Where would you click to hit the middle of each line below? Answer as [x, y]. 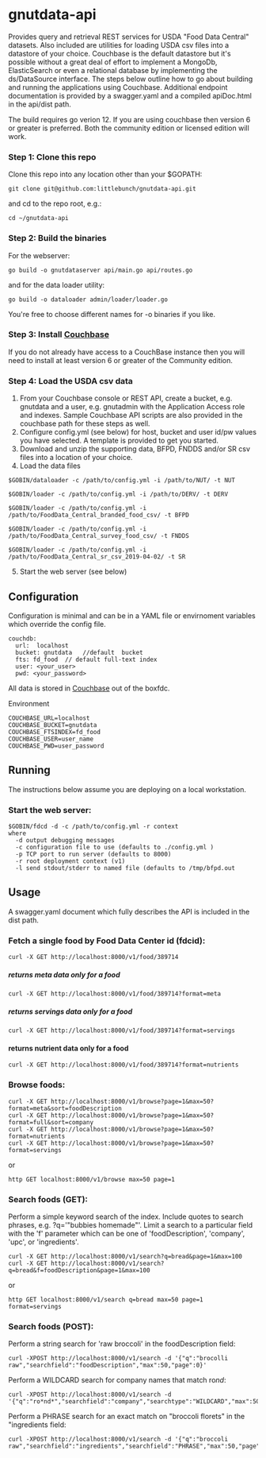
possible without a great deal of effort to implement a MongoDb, [113, 62]
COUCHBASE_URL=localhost [49, 718]
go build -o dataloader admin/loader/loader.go [88, 300]
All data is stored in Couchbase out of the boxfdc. [89, 688]
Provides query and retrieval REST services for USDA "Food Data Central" [129, 37]
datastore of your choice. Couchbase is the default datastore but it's [120, 53]
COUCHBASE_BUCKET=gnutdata [53, 725]
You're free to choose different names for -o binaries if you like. [112, 314]
